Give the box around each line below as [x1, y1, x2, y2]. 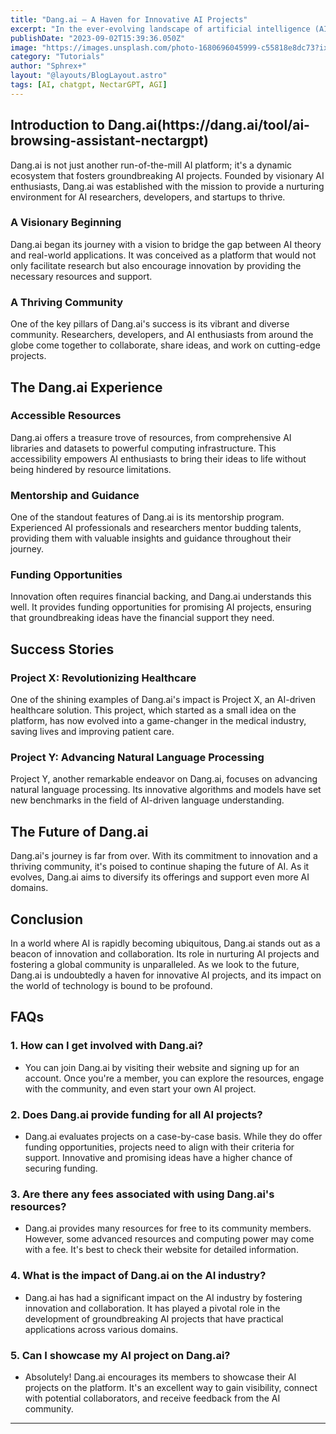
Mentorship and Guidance [10, 488, 140, 502]
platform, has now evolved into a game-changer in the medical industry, [10, 715, 307, 727]
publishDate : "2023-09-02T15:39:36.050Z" [10, 33, 186, 43]
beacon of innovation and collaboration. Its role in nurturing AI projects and [10, 948, 320, 960]
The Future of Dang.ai [10, 823, 149, 840]
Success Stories [10, 641, 115, 658]
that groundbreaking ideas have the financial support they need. [10, 612, 275, 624]
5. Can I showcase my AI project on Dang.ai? [10, 1348, 231, 1362]
